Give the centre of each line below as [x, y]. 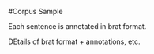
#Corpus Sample [36, 11]
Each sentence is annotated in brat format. [77, 26]
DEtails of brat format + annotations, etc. [74, 41]
